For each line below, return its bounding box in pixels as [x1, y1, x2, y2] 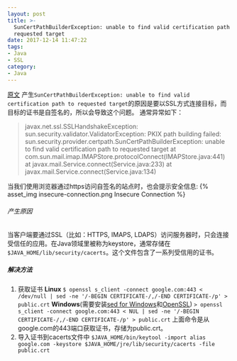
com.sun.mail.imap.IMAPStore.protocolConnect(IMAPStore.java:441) [24, 152, 226, 160]
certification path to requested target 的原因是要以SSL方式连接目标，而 [7, 99, 227, 107]
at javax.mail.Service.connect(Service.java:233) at [24, 160, 172, 168]
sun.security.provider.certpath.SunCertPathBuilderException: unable [24, 137, 226, 145]
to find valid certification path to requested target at [24, 145, 176, 153]
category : [7, 63, 37, 70]
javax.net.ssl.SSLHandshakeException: [24, 122, 138, 130]
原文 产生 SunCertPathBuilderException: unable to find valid [7, 90, 190, 99]
